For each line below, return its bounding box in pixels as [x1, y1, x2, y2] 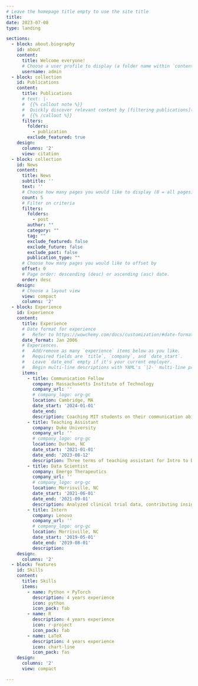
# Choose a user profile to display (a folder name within [21, 63, 170, 69]
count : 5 [21, 194, 44, 200]
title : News [21, 173, 51, 179]
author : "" [27, 222, 54, 228]
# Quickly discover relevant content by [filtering [21, 107, 154, 113]
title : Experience [21, 321, 67, 326]
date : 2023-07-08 [6, 19, 49, 25]
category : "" [27, 227, 60, 233]
